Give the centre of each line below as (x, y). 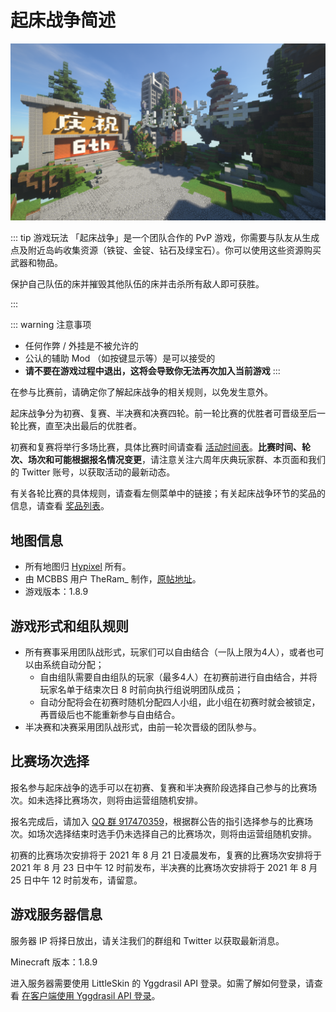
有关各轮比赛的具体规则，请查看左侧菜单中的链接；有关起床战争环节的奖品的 (168, 493)
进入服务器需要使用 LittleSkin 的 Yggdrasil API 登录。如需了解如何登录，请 (162, 983)
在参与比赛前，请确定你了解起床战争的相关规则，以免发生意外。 (141, 392)
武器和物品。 (36, 263)
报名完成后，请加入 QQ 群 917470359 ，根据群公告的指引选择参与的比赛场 (161, 821)
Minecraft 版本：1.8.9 (54, 962)
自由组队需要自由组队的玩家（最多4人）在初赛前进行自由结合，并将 (178, 677)
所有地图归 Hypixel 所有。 (78, 567)
